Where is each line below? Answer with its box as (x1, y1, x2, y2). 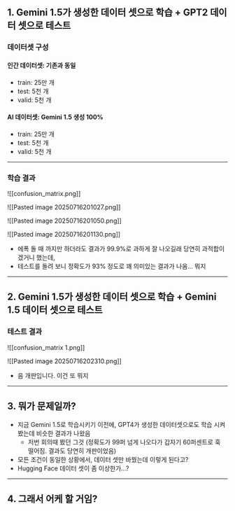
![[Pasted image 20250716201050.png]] (7, 216, 122, 225)
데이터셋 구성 (7, 43, 49, 52)
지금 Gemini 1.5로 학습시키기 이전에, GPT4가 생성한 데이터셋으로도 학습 (17, 420, 213, 428)
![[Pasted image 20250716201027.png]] (7, 203, 121, 211)
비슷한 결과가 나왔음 (36, 429, 91, 437)
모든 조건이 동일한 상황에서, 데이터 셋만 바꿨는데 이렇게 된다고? (17, 455, 189, 463)
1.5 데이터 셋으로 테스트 (7, 304, 103, 316)
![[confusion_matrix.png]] (7, 190, 81, 198)
